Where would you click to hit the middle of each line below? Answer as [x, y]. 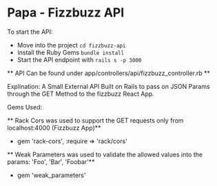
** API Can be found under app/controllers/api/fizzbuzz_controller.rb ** [109, 73]
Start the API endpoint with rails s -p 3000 [79, 59]
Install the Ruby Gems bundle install [71, 52]
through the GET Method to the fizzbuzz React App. [81, 94]
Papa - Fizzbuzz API [66, 13]
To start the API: [30, 32]
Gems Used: [25, 107]
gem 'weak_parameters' [51, 175]
